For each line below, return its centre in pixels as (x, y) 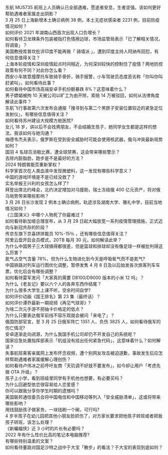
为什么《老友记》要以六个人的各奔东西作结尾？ (53, 284)
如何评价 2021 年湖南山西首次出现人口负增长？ (53, 32)
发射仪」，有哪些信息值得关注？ (37, 114)
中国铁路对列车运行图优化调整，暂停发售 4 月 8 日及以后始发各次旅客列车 (80, 265)
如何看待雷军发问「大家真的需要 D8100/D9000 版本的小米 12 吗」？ (75, 278)
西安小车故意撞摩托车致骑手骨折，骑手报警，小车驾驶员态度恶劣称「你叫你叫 (84, 76)
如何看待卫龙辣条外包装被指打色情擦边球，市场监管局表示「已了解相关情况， (84, 39)
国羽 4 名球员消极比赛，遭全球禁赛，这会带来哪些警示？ (62, 152)
